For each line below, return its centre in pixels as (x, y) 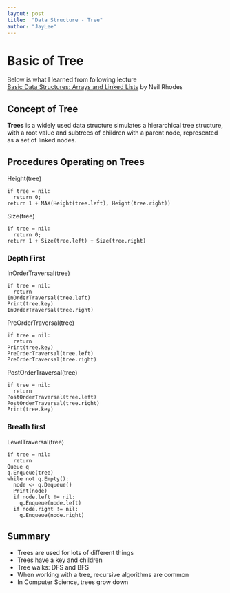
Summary (29, 536)
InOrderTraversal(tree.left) (49, 298)
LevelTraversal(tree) (35, 442)
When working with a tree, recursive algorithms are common (103, 575)
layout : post (26, 13)
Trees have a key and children (60, 560)
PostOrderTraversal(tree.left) (52, 397)
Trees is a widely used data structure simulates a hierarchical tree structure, (115, 126)
